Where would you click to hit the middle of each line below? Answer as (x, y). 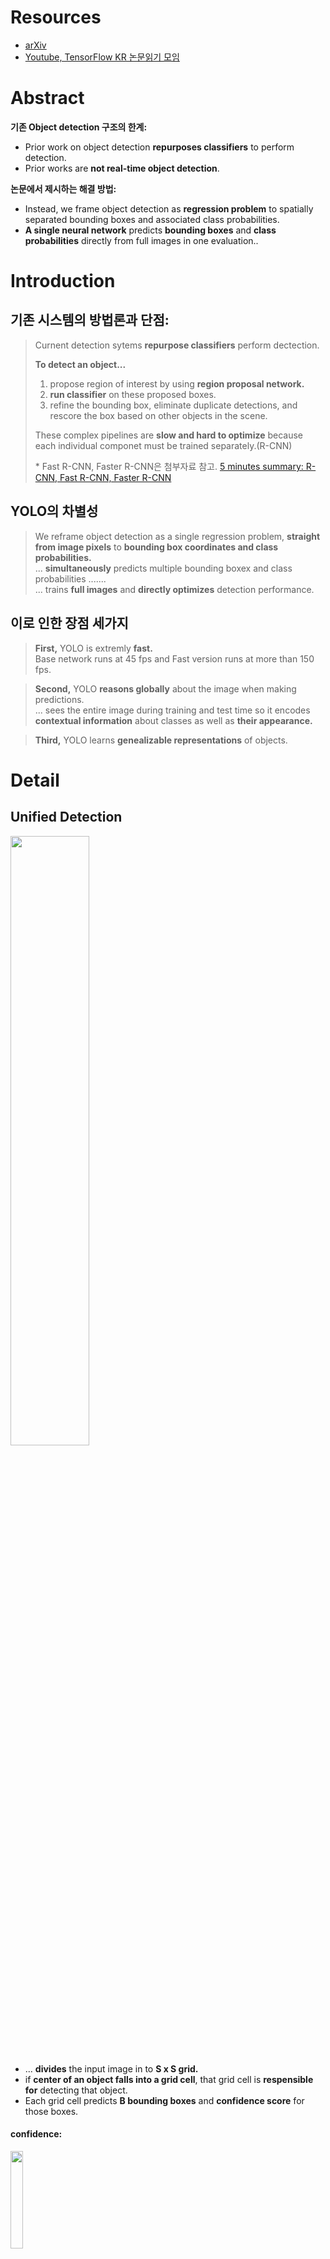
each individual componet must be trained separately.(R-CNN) (163, 445)
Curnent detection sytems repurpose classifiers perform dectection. (177, 345)
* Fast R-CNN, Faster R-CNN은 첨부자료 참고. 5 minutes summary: (169, 466)
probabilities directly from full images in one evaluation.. (141, 240)
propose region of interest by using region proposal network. (177, 383)
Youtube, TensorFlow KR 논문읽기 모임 (102, 57)
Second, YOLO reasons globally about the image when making (165, 688)
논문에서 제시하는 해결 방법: (63, 188)
